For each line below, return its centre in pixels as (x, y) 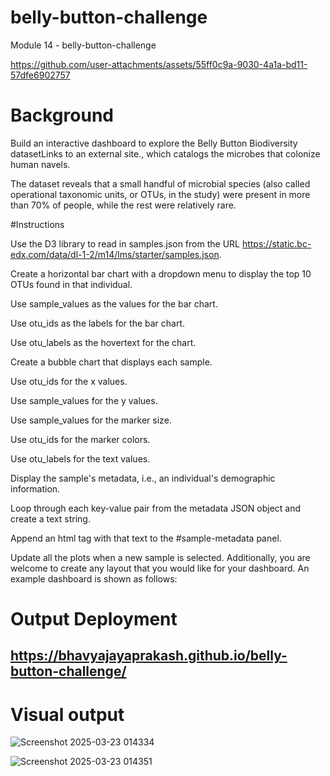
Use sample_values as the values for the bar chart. (114, 303)
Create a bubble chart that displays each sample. (111, 362)
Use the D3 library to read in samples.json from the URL (125, 243)
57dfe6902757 (40, 75)
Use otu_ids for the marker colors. (80, 439)
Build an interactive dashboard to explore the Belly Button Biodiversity (154, 143)
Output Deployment (94, 619)
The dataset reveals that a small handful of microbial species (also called (160, 183)
